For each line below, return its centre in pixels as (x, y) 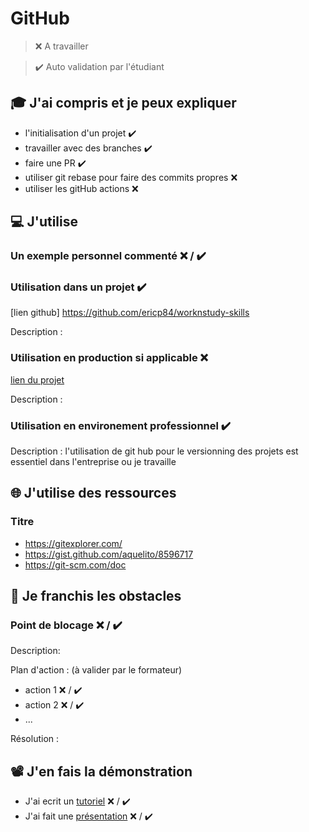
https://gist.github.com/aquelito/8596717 (109, 554)
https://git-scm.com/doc (75, 564)
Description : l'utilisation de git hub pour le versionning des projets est (154, 451)
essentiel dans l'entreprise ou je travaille (93, 461)
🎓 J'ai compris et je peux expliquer (123, 103)
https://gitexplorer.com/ (73, 543)
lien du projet (37, 379)
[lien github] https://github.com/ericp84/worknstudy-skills (130, 313)
